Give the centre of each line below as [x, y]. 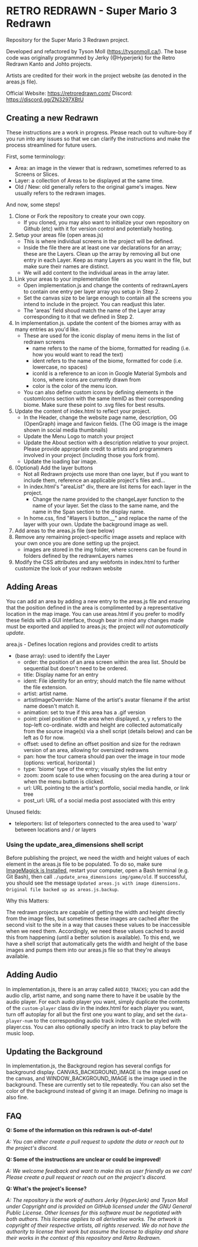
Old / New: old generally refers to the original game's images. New [96, 187]
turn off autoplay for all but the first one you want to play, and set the [90, 1014]
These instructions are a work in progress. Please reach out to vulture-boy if [99, 132]
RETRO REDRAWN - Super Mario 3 [92, 11]
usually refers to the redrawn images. [60, 193]
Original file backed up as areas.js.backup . [63, 889]
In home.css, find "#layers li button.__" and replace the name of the [105, 518]
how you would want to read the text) [78, 354]
